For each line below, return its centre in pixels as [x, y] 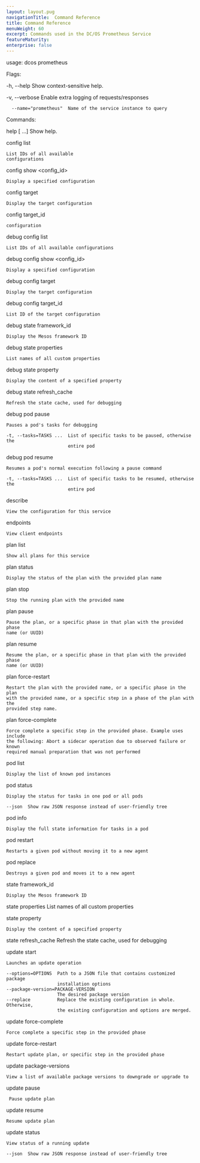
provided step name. [32, 709]
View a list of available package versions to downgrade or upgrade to [97, 1076]
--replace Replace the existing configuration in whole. [91, 1000]
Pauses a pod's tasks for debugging [52, 425]
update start [21, 952]
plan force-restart [28, 676]
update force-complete [35, 1021]
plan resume [22, 644]
